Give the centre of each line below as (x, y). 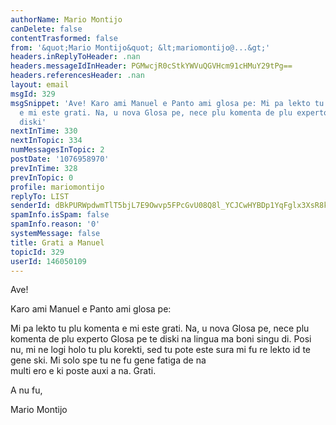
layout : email (40, 85)
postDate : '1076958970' (60, 159)
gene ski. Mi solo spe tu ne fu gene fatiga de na (108, 360)
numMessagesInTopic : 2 (57, 150)
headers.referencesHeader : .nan (77, 76)
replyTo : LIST (40, 196)
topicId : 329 (37, 252)
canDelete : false (46, 29)
